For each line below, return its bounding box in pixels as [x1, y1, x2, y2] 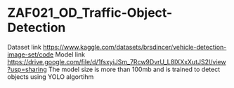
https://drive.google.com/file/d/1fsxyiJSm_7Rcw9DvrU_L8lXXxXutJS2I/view [7, 57, 226, 66]
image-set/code [7, 50, 54, 59]
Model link [55, 50, 86, 59]
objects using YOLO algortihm [7, 72, 94, 81]
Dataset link [7, 43, 42, 51]
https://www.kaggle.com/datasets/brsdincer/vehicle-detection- [43, 43, 227, 51]
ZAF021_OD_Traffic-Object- [7, 5, 173, 21]
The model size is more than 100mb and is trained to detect [48, 65, 221, 73]
